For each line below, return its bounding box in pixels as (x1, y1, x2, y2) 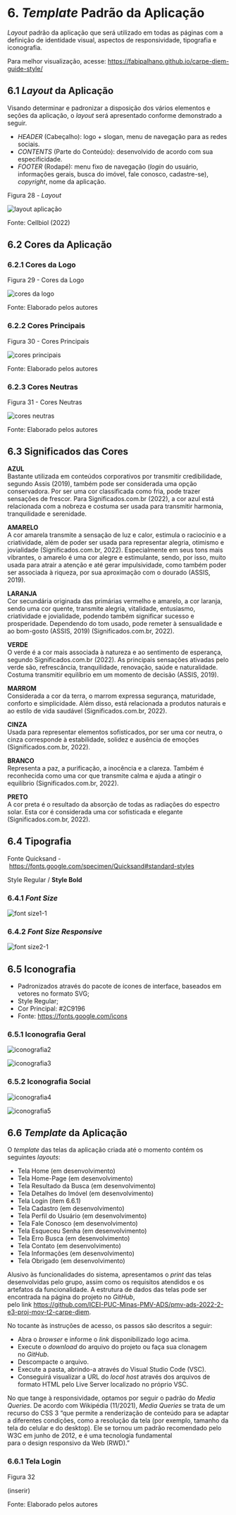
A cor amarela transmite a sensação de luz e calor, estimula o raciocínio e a (7, 531, 227, 539)
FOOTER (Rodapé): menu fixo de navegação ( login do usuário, (17, 162, 199, 171)
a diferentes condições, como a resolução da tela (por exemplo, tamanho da (7, 1416, 229, 1425)
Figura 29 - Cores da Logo (7, 276, 85, 284)
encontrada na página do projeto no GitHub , (7, 1293, 135, 1301)
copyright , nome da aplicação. (17, 177, 106, 186)
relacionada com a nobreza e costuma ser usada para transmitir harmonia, (7, 502, 224, 510)
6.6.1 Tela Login (7, 1456, 61, 1466)
